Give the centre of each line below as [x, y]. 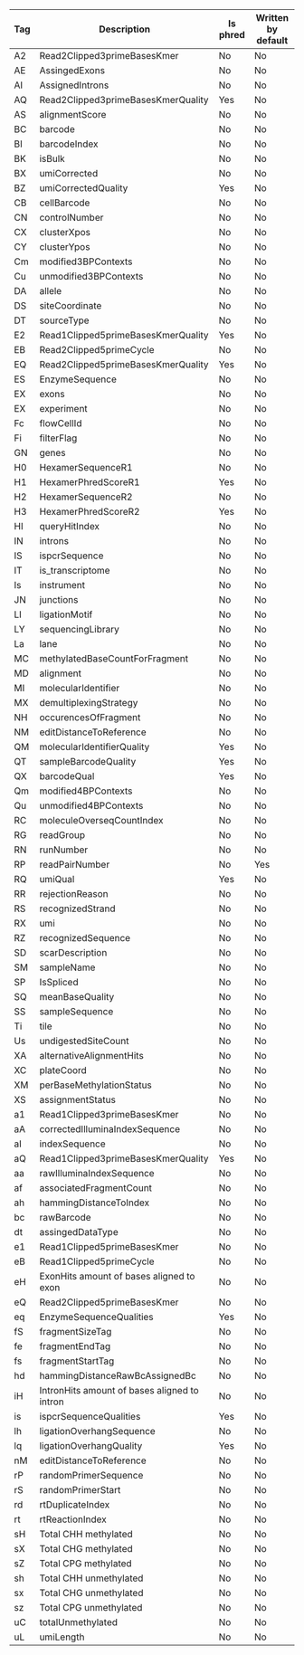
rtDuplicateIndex [75, 1504]
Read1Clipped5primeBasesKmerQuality [124, 335]
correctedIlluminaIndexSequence [110, 1129]
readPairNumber [75, 865]
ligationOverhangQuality [91, 1446]
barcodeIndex [69, 144]
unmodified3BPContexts [91, 276]
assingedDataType [79, 1232]
